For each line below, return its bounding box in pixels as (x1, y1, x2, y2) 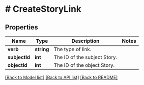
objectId (7, 62, 28, 68)
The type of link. (54, 46, 92, 53)
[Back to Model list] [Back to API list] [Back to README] (5, 75, 118, 80)
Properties (5, 23, 38, 31)
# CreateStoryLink (5, 3, 82, 15)
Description (71, 38, 100, 44)
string (34, 46, 49, 53)
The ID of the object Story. (54, 62, 115, 68)
